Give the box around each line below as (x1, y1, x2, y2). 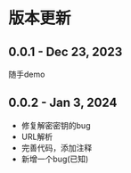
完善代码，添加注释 (20, 142, 93, 152)
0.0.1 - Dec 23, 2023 (8, 44, 123, 59)
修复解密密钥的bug (20, 119, 91, 130)
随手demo (8, 69, 45, 79)
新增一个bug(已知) (20, 153, 89, 164)
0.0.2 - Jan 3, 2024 (8, 95, 118, 111)
